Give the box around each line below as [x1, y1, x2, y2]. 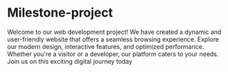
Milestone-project [7, 5, 113, 21]
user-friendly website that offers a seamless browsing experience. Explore [7, 35, 220, 43]
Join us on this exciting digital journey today [7, 57, 133, 65]
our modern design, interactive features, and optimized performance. [7, 42, 205, 51]
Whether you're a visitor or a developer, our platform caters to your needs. [7, 50, 219, 58]
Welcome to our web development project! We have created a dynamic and [7, 28, 222, 36]
